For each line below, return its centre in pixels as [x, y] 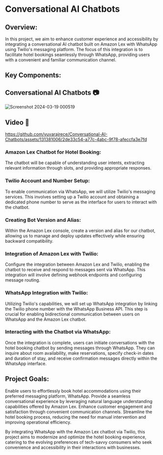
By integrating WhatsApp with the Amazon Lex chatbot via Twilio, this [75, 431]
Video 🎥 [17, 122]
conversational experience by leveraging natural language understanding [79, 401]
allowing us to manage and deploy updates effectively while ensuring [75, 236]
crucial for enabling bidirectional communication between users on [72, 314]
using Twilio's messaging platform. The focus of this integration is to [74, 49]
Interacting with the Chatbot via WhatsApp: [58, 332]
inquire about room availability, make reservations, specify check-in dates [80, 353]
